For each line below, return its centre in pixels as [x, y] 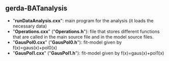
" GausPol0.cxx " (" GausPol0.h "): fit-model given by [67, 42]
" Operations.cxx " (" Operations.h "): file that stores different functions [86, 31]
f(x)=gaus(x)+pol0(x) [35, 47]
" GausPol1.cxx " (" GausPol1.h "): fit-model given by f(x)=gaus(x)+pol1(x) [88, 53]
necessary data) [30, 26]
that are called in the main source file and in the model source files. [83, 37]
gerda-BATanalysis [36, 8]
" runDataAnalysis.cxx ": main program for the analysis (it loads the [83, 20]
